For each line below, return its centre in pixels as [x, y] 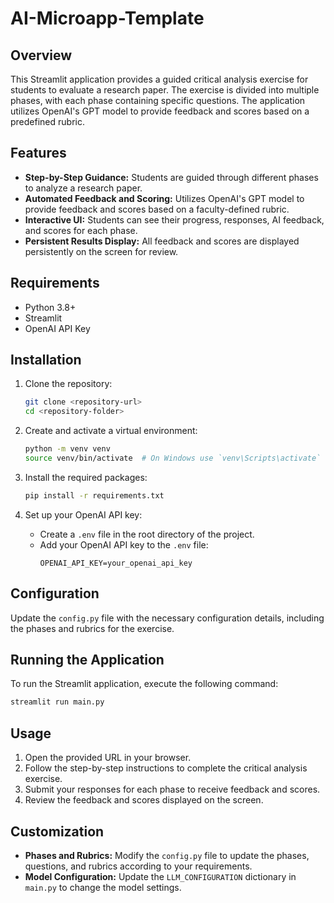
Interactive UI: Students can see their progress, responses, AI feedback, [174, 219]
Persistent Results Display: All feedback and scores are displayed [162, 241]
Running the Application [87, 660]
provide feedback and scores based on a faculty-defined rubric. [157, 209]
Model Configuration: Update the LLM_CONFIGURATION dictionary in [160, 876]
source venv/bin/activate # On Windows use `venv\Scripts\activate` [173, 458]
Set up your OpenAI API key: [83, 514]
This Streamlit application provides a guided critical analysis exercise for [159, 79]
